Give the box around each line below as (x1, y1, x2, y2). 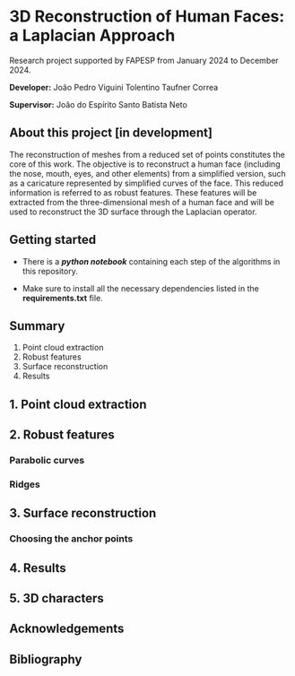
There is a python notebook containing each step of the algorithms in (22, 256, 281, 266)
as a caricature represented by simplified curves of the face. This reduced (9, 178, 284, 188)
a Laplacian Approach (9, 25, 176, 46)
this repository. (22, 265, 78, 276)
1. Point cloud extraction (9, 396, 147, 412)
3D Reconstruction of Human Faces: (9, 6, 285, 27)
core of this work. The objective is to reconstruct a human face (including (9, 159, 281, 169)
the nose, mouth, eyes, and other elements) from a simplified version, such (9, 168, 287, 178)
